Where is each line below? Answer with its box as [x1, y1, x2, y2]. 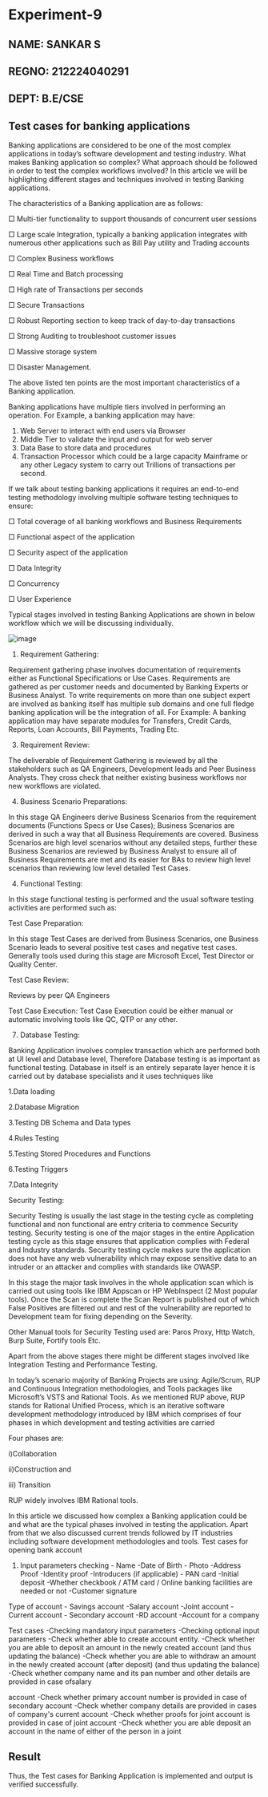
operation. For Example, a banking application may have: [8, 410, 195, 420]
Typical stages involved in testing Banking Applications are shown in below [8, 610, 256, 620]
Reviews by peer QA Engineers [8, 991, 110, 1000]
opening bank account [8, 1545, 82, 1555]
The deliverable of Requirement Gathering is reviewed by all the [8, 756, 218, 765]
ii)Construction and [8, 1464, 72, 1474]
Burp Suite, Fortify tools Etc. [8, 1336, 102, 1346]
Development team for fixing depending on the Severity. [8, 1312, 194, 1322]
